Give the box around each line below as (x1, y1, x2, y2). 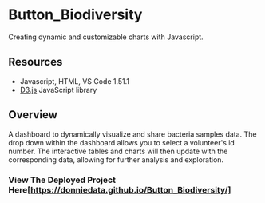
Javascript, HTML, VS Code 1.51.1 (19, 76, 130, 86)
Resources (8, 55, 63, 69)
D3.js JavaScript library (19, 85, 97, 94)
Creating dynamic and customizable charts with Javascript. (8, 32, 204, 42)
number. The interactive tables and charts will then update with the (8, 146, 228, 156)
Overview (8, 108, 58, 121)
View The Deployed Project (8, 174, 116, 185)
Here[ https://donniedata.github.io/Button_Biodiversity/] (8, 185, 231, 196)
